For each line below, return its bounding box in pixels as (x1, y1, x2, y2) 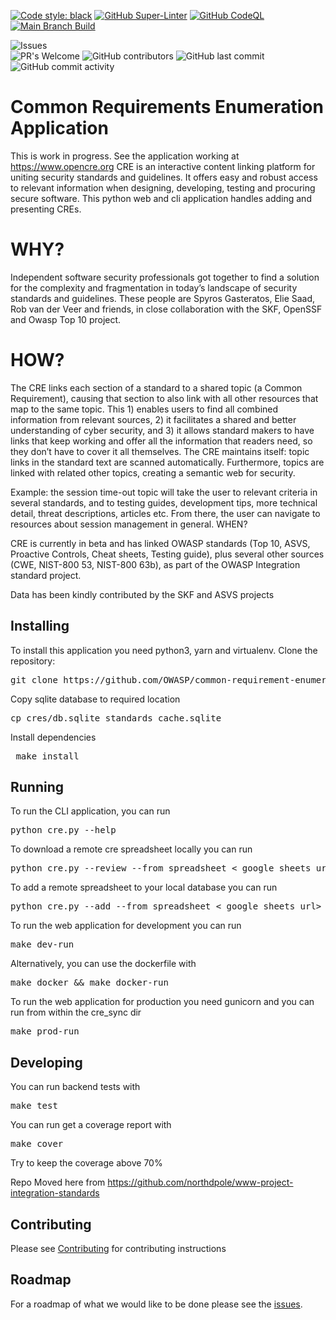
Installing (10, 618, 70, 635)
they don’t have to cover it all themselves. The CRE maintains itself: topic (10, 445, 310, 457)
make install (15, 750, 80, 762)
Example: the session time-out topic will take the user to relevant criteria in (10, 486, 318, 498)
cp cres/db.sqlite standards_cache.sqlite (10, 712, 222, 724)
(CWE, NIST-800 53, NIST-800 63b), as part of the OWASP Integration (10, 558, 301, 570)
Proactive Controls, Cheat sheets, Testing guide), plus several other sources (10, 548, 325, 560)
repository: (10, 655, 56, 667)
